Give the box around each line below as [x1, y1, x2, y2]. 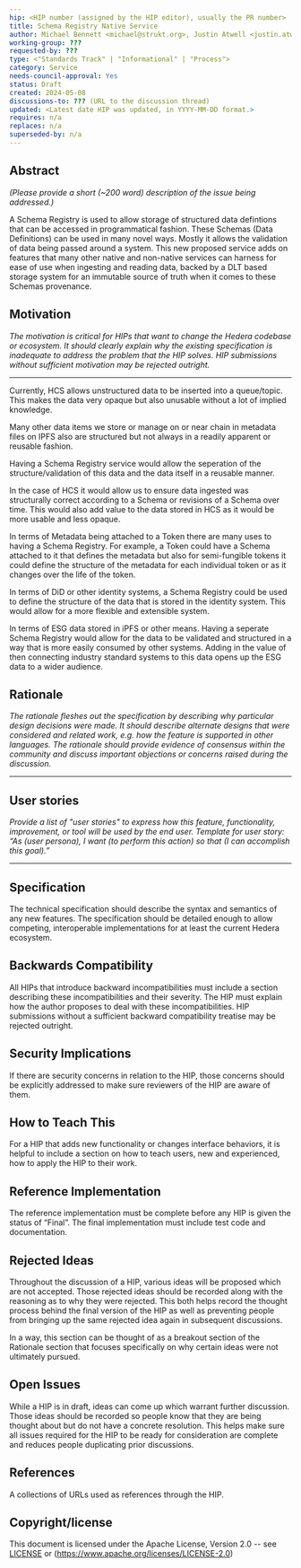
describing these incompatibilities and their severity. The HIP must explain [9, 991, 283, 1002]
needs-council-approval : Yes [9, 72, 118, 81]
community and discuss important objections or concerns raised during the [9, 749, 288, 759]
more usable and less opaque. [9, 513, 121, 524]
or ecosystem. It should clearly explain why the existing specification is [9, 340, 273, 351]
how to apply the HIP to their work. [9, 1158, 138, 1169]
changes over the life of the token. [9, 569, 136, 580]
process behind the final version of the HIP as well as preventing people [9, 1305, 275, 1316]
